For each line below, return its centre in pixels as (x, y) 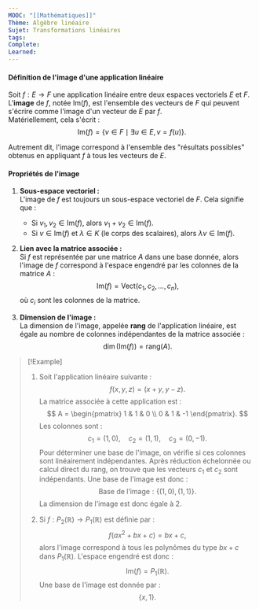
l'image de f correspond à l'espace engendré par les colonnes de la (129, 265)
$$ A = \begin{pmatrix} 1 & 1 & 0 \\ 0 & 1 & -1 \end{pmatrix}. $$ (148, 413)
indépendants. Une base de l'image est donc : (113, 479)
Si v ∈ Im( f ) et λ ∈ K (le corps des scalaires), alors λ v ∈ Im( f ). (133, 234)
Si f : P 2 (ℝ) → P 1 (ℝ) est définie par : (97, 520)
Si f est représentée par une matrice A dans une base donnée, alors (129, 257)
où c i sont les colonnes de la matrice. (80, 301)
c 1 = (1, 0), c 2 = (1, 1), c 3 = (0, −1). (148, 439)
